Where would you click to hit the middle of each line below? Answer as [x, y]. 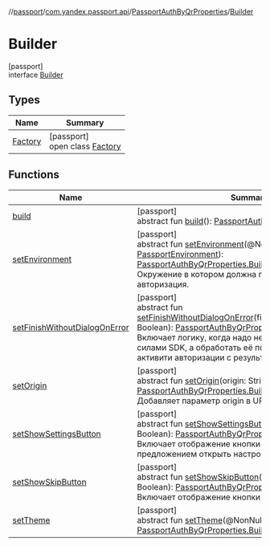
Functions [34, 175]
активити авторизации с [184, 357]
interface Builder [36, 75]
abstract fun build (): [174, 221]
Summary [85, 122]
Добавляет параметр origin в [194, 401]
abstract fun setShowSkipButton [198, 477]
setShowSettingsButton [57, 434]
